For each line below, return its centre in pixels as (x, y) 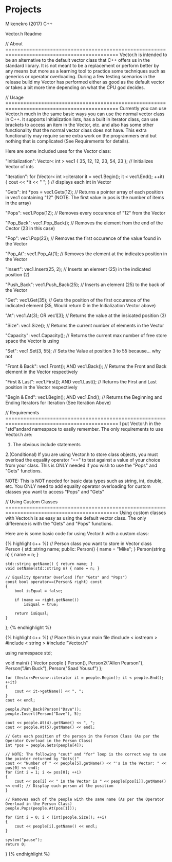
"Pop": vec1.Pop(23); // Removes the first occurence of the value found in (83, 238)
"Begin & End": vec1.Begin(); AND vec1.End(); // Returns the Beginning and (84, 397)
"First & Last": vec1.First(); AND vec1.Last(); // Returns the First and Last (81, 381)
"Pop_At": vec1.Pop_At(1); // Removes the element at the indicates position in (86, 254)
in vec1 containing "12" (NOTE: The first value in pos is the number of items (85, 197)
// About (14, 43)
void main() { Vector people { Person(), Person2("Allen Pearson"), (74, 663)
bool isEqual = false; (39, 591)
